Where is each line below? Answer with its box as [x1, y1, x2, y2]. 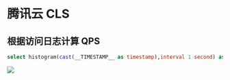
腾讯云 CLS [7, 6, 70, 22]
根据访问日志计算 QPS [7, 35, 101, 47]
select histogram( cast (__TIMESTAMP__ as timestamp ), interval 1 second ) [7, 54, 216, 60]
